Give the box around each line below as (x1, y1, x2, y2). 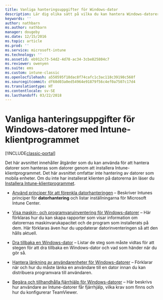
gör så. (12, 250, 27, 256)
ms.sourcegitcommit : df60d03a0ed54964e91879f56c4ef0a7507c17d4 (5, 79, 136, 84)
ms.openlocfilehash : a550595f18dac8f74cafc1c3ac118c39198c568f (5, 75, 136, 80)
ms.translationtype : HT (5, 83, 53, 89)
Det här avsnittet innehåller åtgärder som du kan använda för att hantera (5, 160, 149, 166)
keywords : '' (5, 16, 32, 21)
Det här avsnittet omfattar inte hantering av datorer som (43, 170, 154, 176)
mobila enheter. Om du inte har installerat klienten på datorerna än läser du (5, 175, 155, 181)
